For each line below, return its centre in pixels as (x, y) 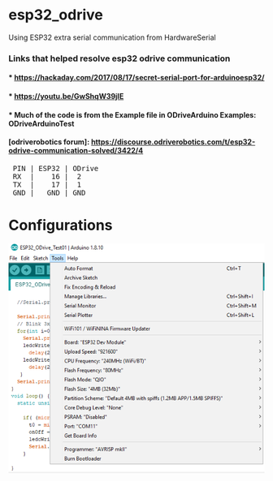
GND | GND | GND (49, 193)
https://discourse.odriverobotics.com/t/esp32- (173, 142)
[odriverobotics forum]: (49, 142)
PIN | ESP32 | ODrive (56, 168)
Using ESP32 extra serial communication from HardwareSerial (113, 37)
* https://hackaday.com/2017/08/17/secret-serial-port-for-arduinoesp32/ (136, 78)
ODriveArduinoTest (41, 123)
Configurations (61, 225)
